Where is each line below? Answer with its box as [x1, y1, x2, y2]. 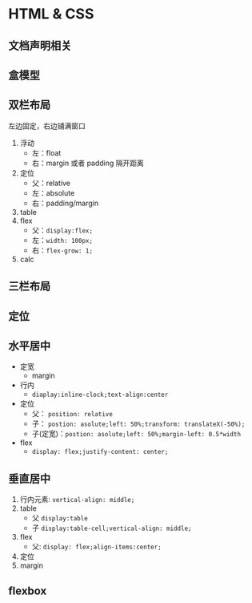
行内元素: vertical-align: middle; [19, 495, 135, 504]
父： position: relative [31, 409, 114, 419]
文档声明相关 [8, 38, 72, 52]
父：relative [31, 178, 70, 188]
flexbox [8, 584, 47, 597]
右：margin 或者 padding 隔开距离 [31, 158, 144, 168]
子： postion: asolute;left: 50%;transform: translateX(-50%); [31, 419, 246, 429]
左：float [31, 148, 62, 157]
